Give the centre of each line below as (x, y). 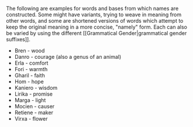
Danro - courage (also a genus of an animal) (68, 57)
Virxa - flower (31, 119)
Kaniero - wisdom (36, 88)
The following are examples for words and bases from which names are (92, 8)
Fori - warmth (31, 69)
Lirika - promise (33, 94)
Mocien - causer (35, 106)
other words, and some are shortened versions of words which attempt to (95, 21)
